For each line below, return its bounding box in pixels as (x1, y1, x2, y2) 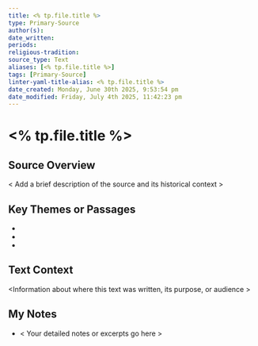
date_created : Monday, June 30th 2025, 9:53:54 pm (8, 85, 179, 94)
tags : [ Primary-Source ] (8, 71, 87, 79)
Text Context (8, 263, 74, 277)
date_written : (8, 33, 55, 42)
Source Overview (8, 158, 96, 171)
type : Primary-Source (8, 19, 80, 27)
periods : (8, 41, 37, 49)
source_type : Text (8, 56, 69, 64)
